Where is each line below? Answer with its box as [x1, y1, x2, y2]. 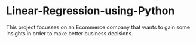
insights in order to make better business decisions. [6, 29, 133, 37]
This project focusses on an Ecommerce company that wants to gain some [6, 24, 190, 31]
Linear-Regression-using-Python [6, 4, 175, 18]
